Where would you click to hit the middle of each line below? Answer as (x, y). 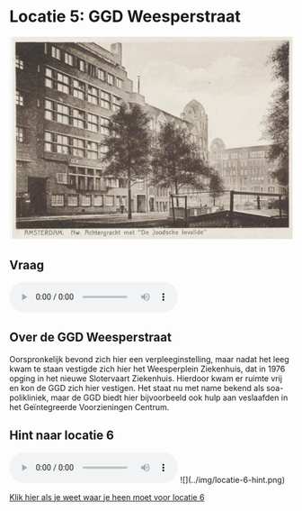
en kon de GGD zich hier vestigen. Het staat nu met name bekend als (137, 388)
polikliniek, (29, 397)
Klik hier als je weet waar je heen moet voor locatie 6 (107, 497)
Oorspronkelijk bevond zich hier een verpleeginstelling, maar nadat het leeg (149, 359)
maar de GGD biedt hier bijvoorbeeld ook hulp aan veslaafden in (169, 397)
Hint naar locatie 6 (62, 436)
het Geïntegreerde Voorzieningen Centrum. (89, 406)
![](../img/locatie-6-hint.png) (232, 479)
